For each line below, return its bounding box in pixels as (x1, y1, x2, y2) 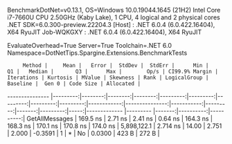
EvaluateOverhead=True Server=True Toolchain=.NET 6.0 (7, 42, 172, 49)
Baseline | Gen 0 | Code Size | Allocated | (7, 80, 141, 87)
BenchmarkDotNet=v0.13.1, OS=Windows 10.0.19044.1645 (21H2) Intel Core (7, 6, 221, 14)
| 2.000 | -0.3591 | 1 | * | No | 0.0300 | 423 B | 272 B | (7, 129, 160, 137)
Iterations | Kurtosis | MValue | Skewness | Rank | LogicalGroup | (7, 74, 209, 81)
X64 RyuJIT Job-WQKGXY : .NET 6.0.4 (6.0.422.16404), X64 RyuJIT (7, 28, 202, 36)
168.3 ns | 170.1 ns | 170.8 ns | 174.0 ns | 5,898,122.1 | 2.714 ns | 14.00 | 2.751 (7, 122, 222, 130)
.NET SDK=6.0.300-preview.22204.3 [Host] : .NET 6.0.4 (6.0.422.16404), (7, 21, 215, 28)
